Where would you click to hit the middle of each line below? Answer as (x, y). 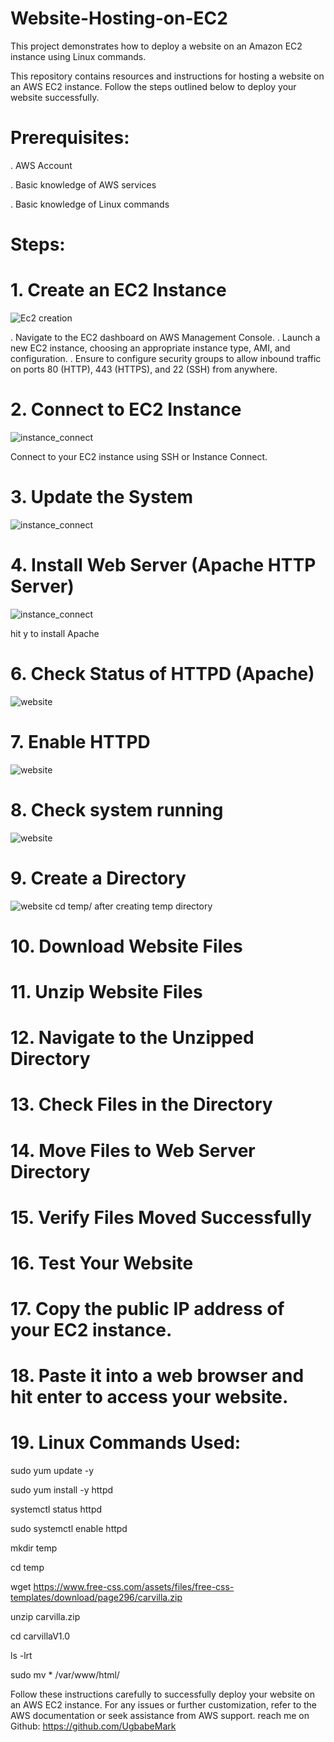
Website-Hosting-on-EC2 (119, 18)
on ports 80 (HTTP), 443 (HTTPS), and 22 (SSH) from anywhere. (144, 369)
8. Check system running (117, 809)
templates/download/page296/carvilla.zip (96, 1598)
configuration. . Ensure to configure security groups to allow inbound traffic (166, 358)
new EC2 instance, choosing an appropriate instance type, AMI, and (150, 348)
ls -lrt (21, 1656)
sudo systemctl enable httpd (69, 1529)
